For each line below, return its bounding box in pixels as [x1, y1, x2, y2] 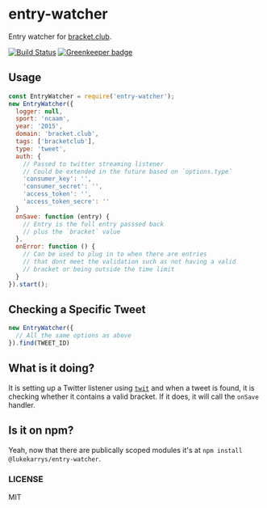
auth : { [15, 152, 42, 160]
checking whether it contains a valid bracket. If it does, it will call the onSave [8, 392, 260, 401]
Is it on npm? [8, 424, 74, 438]
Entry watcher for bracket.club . [8, 32, 112, 41]
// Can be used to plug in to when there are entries [23, 250, 207, 259]
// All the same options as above [15, 332, 131, 340]
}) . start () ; [8, 280, 48, 288]
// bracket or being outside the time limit [23, 265, 175, 273]
